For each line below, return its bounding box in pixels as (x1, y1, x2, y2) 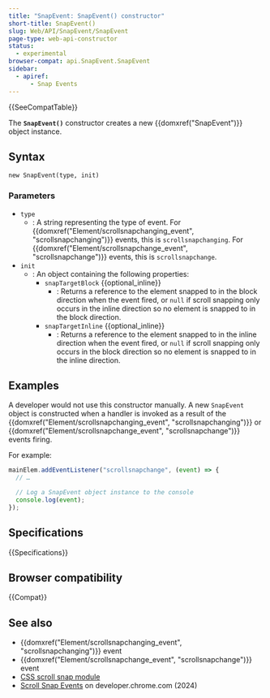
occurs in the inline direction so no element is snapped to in (56, 304, 256, 313)
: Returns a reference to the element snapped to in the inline (56, 330, 257, 339)
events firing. (8, 435, 53, 445)
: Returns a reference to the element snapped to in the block (56, 286, 258, 296)
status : (8, 42, 35, 50)
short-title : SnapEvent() (8, 19, 96, 28)
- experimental (15, 50, 67, 58)
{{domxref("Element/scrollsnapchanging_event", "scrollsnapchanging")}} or (8, 417, 262, 427)
